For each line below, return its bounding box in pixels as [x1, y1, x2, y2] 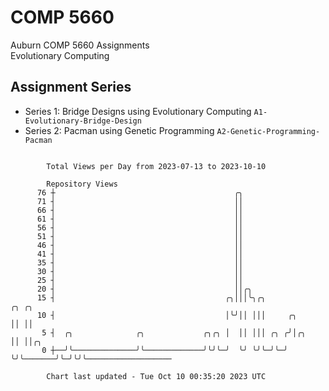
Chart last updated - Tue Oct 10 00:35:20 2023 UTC [46, 371, 267, 381]
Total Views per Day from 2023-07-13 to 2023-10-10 [46, 161, 267, 171]
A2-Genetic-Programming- [216, 126, 321, 136]
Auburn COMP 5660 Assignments [10, 39, 150, 51]
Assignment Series [10, 79, 132, 96]
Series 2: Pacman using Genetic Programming [24, 124, 215, 136]
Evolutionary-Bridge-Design [24, 116, 142, 126]
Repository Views [46, 179, 118, 189]
